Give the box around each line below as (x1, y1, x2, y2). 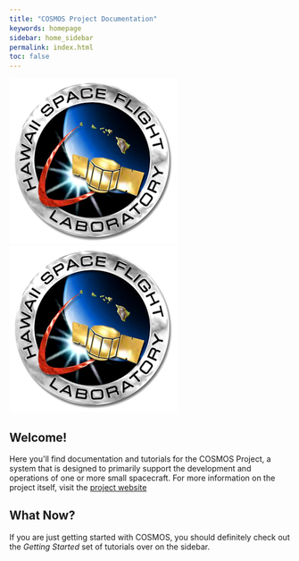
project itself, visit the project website (9, 481, 147, 492)
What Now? (9, 508, 76, 523)
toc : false (9, 52, 50, 62)
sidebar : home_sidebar (9, 33, 94, 42)
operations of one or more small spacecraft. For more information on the (9, 472, 276, 483)
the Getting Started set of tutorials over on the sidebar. (9, 541, 211, 552)
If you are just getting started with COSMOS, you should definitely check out (9, 531, 290, 542)
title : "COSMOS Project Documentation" (9, 14, 158, 23)
